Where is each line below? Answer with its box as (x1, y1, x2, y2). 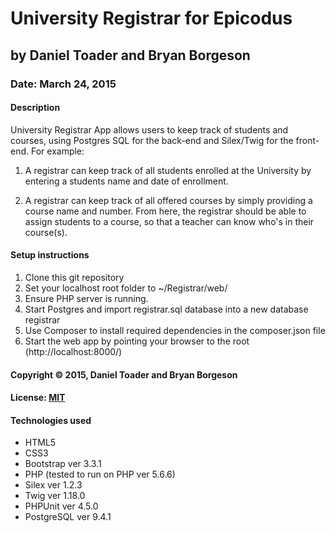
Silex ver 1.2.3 (24, 479, 83, 491)
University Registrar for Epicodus (10, 7, 293, 30)
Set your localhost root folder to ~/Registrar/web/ (24, 282, 228, 294)
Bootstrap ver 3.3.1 (24, 458, 102, 470)
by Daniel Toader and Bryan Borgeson (10, 47, 251, 64)
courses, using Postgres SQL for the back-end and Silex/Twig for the (10, 134, 294, 146)
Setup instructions (10, 249, 90, 261)
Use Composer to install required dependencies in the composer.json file (24, 324, 326, 336)
